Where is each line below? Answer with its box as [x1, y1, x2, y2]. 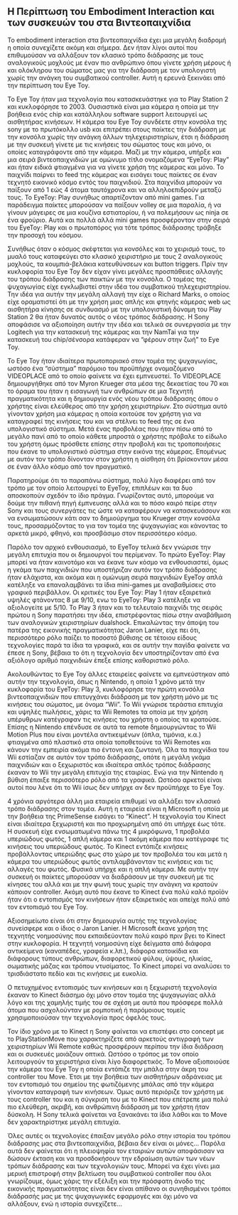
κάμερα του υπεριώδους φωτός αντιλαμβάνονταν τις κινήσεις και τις [7, 857, 213, 866]
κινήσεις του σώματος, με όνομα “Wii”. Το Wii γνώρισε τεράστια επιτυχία [7, 700, 224, 708]
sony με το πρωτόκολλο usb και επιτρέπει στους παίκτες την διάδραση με [7, 124, 226, 134]
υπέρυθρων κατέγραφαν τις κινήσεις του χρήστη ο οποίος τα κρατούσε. [7, 714, 222, 724]
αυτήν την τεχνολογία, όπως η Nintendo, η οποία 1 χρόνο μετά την [7, 677, 205, 685]
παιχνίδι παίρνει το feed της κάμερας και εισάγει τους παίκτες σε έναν [7, 170, 217, 178]
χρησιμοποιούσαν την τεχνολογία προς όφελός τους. [7, 1013, 166, 1022]
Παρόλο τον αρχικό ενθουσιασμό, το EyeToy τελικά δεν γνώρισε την [7, 542, 212, 551]
